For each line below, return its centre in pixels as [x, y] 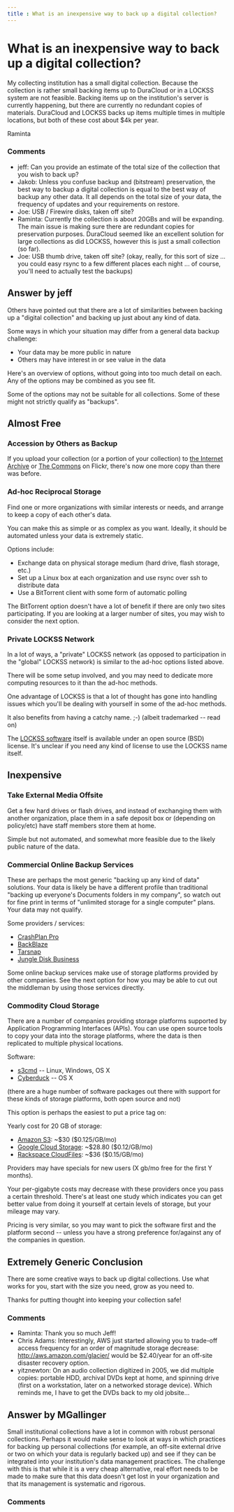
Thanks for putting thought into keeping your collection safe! [94, 1300]
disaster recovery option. [53, 1363]
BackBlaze [32, 944]
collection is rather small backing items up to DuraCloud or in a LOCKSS [111, 90]
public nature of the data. [44, 846]
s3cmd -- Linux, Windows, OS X [64, 1071]
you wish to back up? [48, 174]
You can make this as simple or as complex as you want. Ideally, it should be [117, 528]
